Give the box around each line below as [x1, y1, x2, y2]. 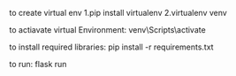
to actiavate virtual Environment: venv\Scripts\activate [9, 25, 206, 34]
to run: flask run [9, 59, 67, 69]
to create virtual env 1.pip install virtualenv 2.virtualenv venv [9, 8, 227, 18]
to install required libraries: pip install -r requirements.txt [9, 42, 214, 52]
